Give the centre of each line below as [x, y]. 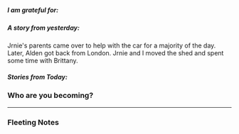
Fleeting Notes [33, 122]
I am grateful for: [33, 10]
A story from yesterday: [44, 28]
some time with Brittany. [43, 61]
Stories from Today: [37, 77]
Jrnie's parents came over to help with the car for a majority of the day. [112, 45]
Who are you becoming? [51, 96]
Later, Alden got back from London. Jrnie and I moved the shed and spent [116, 53]
